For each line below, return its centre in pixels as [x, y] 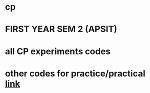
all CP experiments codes [58, 51]
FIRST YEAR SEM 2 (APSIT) [61, 29]
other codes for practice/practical [75, 73]
